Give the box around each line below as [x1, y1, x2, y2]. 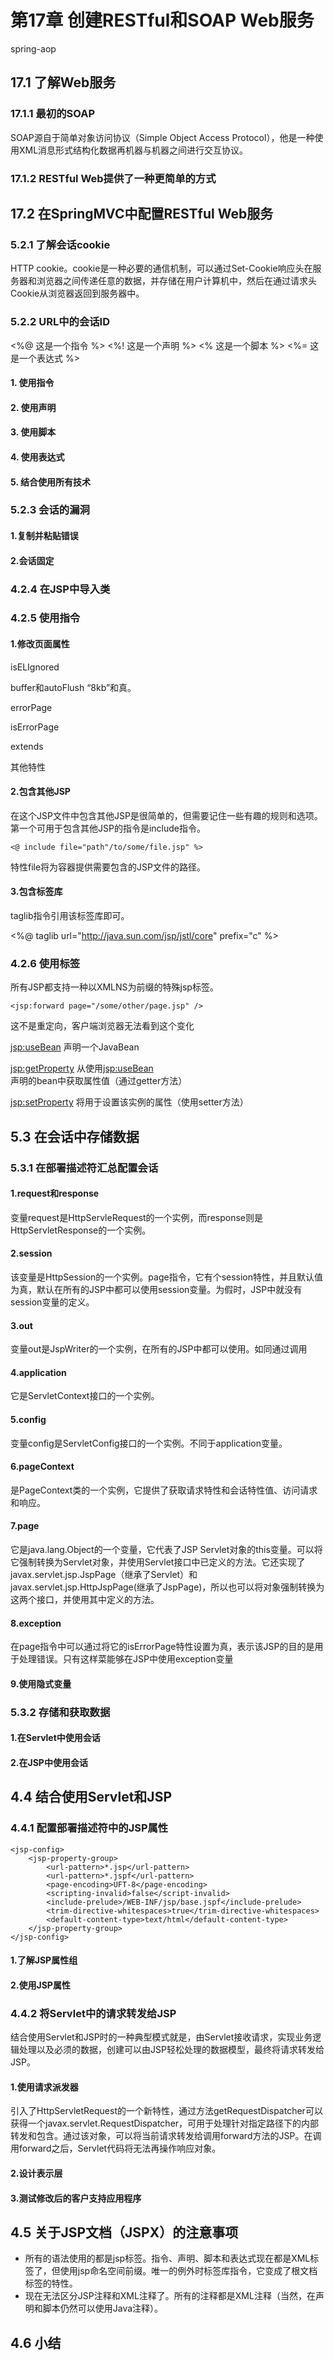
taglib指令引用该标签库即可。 [10, 910, 130, 922]
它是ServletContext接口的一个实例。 [10, 1390, 160, 1402]
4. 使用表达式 [10, 451, 65, 463]
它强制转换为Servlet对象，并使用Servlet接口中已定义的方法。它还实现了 [10, 1556, 306, 1568]
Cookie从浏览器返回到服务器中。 [10, 287, 145, 300]
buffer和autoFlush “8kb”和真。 [10, 681, 137, 693]
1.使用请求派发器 [10, 2081, 79, 2093]
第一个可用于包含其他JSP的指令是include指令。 [10, 822, 206, 834]
